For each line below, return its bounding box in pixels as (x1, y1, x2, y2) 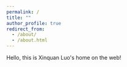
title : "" (6, 15, 32, 21)
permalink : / (6, 9, 40, 15)
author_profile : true (6, 20, 62, 26)
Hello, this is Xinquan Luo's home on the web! (6, 54, 122, 61)
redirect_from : (6, 26, 45, 32)
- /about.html (12, 37, 48, 43)
